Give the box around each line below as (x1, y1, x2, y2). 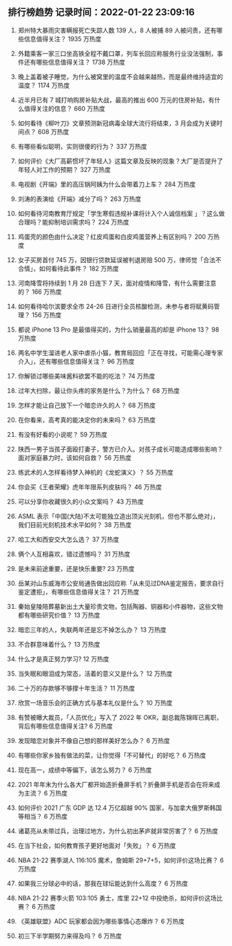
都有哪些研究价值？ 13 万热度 (17, 611, 101, 619)
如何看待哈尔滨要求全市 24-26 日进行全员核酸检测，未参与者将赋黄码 (17, 302, 214, 310)
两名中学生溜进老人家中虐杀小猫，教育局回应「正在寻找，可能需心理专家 (17, 348, 223, 356)
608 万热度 (37, 127, 70, 136)
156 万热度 (31, 310, 62, 319)
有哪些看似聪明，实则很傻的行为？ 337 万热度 (17, 142, 147, 150)
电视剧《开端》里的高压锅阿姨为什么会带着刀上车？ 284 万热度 (17, 180, 196, 188)
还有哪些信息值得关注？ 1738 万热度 (23, 58, 126, 66)
